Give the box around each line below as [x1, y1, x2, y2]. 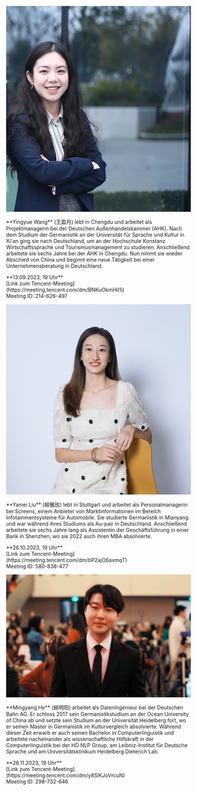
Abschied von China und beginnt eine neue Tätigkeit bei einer [6, 256, 155, 263]
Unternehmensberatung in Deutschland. [6, 262, 103, 269]
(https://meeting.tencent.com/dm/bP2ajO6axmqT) [6, 556, 128, 563]
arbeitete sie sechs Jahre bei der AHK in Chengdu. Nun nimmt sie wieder [6, 249, 183, 257]
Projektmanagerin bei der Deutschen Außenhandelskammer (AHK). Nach [6, 225, 182, 232]
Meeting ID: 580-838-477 [6, 563, 69, 570]
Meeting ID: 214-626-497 [6, 292, 68, 299]
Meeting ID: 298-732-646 [6, 778, 69, 785]
